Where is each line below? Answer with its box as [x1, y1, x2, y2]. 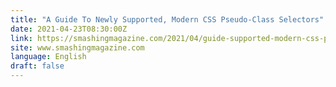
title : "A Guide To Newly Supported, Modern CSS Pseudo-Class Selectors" [10, 14, 325, 25]
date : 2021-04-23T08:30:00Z [10, 24, 128, 34]
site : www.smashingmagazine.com [10, 42, 145, 53]
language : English [10, 52, 87, 62]
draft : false [10, 61, 65, 71]
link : [10, 33, 33, 43]
